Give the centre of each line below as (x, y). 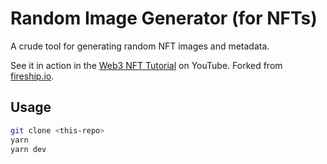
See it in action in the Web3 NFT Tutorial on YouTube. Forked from (146, 65)
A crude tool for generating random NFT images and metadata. (140, 46)
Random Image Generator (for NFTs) (164, 18)
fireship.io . (32, 76)
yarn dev (28, 149)
